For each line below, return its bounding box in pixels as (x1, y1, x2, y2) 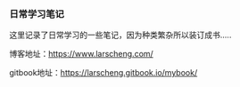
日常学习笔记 (9, 7, 65, 20)
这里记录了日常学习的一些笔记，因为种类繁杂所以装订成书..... (9, 29, 232, 41)
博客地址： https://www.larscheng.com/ (9, 49, 153, 59)
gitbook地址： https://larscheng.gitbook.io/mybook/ (9, 67, 198, 78)
